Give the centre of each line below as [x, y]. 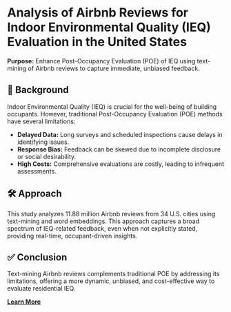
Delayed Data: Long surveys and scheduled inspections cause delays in [120, 134]
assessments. [37, 171]
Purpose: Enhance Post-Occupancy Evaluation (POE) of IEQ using [101, 61]
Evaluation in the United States [97, 42]
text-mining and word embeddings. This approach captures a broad [103, 221]
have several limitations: [41, 121]
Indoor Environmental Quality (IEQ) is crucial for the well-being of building [112, 106]
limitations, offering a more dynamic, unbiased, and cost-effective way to [111, 281]
